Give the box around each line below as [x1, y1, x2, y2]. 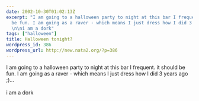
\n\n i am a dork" [11, 25, 54, 31]
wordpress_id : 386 [6, 42, 52, 48]
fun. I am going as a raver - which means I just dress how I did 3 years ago [6, 70, 188, 77]
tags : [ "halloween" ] [6, 31, 57, 37]
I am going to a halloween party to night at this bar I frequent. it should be [6, 64, 185, 71]
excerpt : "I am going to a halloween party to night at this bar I [6, 14, 176, 20]
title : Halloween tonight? [6, 36, 73, 42]
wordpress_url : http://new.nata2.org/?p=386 [6, 48, 118, 53]
